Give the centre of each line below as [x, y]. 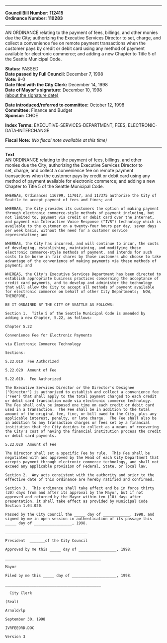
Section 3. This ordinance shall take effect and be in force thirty [80, 488]
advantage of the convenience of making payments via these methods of [81, 261]
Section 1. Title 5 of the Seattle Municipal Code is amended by [75, 314]
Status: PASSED [22, 69]
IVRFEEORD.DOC [20, 628]
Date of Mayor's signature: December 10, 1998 [54, 90]
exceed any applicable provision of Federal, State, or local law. [77, 466]
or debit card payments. [31, 436]
